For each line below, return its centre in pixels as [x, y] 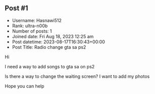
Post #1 [16, 8]
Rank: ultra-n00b [30, 26]
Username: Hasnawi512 [37, 20]
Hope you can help [25, 86]
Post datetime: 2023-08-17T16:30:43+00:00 [59, 42]
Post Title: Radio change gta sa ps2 [49, 47]
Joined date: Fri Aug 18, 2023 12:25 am [53, 36]
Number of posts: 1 [32, 31]
